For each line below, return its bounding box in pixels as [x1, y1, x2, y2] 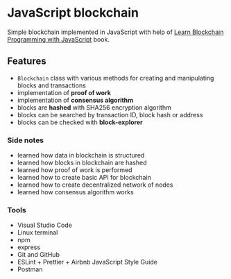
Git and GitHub [17, 251, 60, 259]
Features [7, 56, 46, 67]
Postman [17, 265, 43, 273]
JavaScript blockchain [7, 5, 139, 21]
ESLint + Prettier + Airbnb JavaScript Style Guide [17, 258, 158, 267]
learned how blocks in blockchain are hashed [17, 158, 147, 167]
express [17, 243, 40, 251]
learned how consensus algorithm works [17, 188, 134, 196]
